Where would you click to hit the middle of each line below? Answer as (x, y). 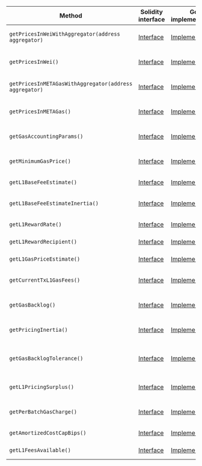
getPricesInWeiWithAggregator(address (65, 34)
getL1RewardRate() (35, 224)
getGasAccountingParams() (46, 136)
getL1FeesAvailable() (40, 450)
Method (71, 16)
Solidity (152, 12)
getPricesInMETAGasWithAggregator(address (71, 84)
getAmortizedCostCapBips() (48, 433)
